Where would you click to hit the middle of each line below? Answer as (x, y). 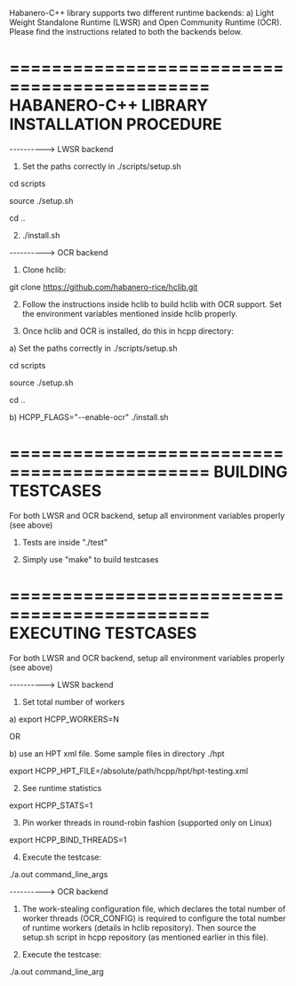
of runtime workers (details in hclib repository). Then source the (139, 927)
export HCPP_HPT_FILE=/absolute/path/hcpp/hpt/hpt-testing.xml (129, 771)
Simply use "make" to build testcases (90, 559)
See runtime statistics (62, 788)
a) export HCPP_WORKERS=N (64, 719)
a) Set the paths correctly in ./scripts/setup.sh (93, 348)
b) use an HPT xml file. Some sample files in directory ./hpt (117, 753)
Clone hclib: (44, 270)
